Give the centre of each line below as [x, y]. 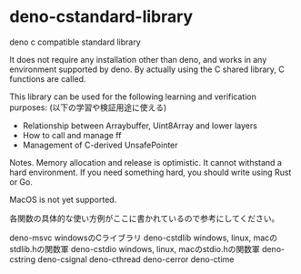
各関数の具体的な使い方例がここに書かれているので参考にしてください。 [145, 218]
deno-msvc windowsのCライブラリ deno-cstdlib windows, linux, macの [144, 238]
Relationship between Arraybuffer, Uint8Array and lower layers [140, 126]
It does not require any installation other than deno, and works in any [138, 59]
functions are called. [48, 78]
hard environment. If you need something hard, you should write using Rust [150, 172]
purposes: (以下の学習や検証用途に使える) [88, 107]
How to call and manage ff [72, 135]
